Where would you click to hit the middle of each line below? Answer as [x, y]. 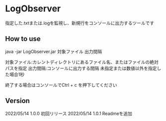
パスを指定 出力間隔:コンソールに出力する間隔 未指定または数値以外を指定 [81, 68]
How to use [23, 39]
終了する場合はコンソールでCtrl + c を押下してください [61, 85]
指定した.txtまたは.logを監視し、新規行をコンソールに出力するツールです [80, 23]
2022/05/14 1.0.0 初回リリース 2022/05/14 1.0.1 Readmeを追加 [69, 113]
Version [17, 101]
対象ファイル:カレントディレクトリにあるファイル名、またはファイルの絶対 [82, 62]
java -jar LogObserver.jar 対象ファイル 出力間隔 [54, 51]
